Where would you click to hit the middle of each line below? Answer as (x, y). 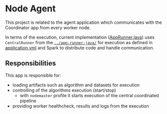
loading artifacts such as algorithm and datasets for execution (76, 85)
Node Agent (30, 9)
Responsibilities (31, 63)
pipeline (28, 101)
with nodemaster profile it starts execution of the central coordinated (89, 95)
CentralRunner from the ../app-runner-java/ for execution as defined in (79, 42)
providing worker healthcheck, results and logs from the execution (81, 106)
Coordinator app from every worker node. (48, 27)
